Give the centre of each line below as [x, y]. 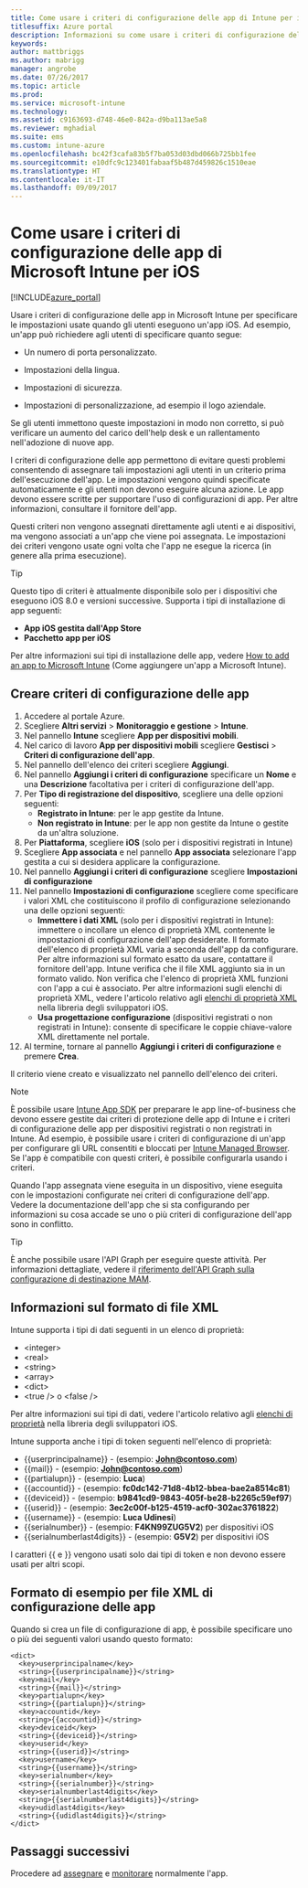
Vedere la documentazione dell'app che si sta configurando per [130, 1204]
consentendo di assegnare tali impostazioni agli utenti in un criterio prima [149, 470]
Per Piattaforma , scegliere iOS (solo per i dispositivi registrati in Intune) [158, 842]
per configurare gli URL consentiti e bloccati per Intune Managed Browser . [150, 1147]
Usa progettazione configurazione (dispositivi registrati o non [155, 1017]
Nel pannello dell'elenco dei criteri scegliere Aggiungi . [126, 764]
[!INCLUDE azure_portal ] [56, 297]
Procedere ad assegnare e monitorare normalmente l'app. [119, 1873]
